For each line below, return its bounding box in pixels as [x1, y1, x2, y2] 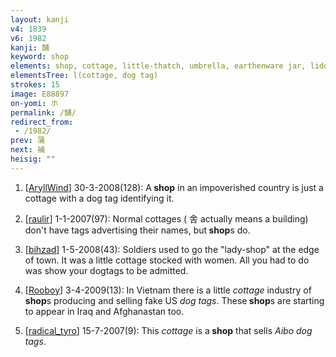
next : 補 [10, 145, 45, 155]
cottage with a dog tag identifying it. [24, 192, 175, 204]
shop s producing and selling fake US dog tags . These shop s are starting [24, 294, 325, 306]
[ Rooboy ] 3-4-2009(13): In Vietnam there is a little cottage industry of [24, 284, 312, 296]
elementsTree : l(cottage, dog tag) [10, 71, 159, 81]
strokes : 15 [10, 80, 60, 90]
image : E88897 [10, 89, 70, 99]
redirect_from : [10, 117, 74, 127]
